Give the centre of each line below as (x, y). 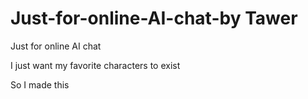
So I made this (40, 84)
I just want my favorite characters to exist (95, 65)
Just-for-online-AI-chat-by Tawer (154, 18)
